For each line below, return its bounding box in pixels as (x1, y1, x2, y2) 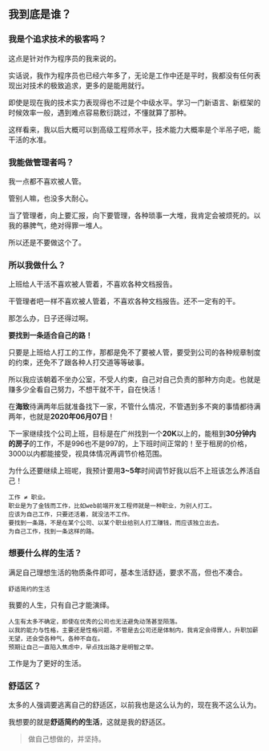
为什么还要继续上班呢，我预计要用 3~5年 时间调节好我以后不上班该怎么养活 (8, 466, 254, 476)
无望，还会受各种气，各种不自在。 (8, 635, 104, 643)
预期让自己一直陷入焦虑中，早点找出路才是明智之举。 (8, 643, 158, 652)
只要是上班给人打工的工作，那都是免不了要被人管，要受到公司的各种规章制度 (8, 347, 261, 357)
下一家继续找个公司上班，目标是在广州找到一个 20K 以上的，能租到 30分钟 (8, 428, 250, 439)
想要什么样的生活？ (8, 548, 82, 559)
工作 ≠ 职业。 (8, 493, 50, 501)
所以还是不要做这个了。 (8, 237, 86, 247)
